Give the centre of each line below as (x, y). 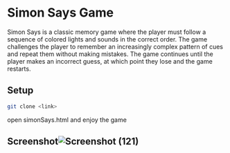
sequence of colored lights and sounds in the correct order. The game (107, 39)
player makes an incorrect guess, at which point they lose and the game (110, 61)
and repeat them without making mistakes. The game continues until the (110, 54)
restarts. (19, 69)
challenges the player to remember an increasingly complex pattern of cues (115, 46)
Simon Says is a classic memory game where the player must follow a (107, 32)
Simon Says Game (61, 13)
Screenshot (33, 142)
